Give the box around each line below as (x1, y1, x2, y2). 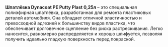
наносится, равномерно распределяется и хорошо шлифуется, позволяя (5, 31, 162, 36)
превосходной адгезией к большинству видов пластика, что (5, 20, 135, 26)
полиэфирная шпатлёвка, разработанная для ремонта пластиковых (5, 9, 151, 15)
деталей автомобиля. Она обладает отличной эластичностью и (5, 15, 142, 20)
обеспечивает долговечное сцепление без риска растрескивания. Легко (5, 25, 163, 31)
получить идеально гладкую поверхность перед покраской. (5, 36, 135, 42)
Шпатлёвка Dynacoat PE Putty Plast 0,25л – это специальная (5, 4, 137, 10)
